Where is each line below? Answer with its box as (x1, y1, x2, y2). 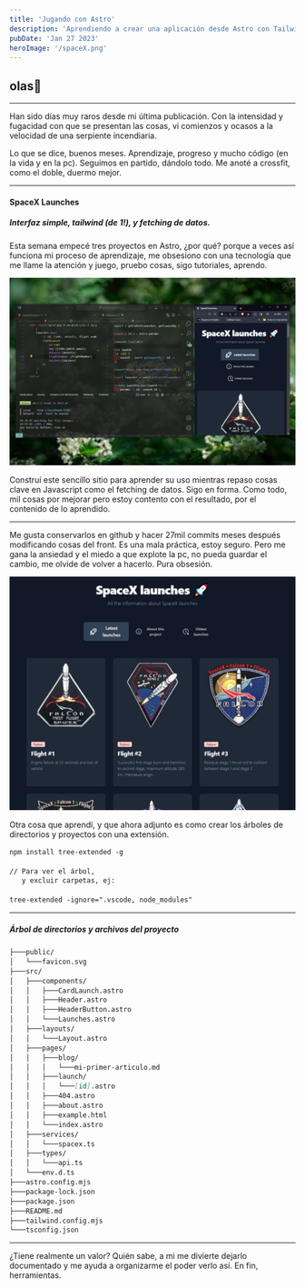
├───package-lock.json (9, 1187, 95, 1196)
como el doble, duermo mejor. (9, 167, 123, 178)
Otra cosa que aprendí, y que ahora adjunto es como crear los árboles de (9, 819, 284, 830)
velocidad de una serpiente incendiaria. (9, 130, 157, 141)
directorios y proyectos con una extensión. (9, 828, 170, 840)
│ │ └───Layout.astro (9, 1033, 107, 1043)
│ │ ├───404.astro (9, 1092, 95, 1101)
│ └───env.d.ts (9, 1168, 75, 1177)
